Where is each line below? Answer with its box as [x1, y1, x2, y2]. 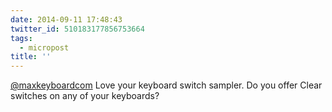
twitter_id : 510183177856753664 [10, 24, 145, 34]
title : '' [10, 52, 52, 62]
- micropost [19, 42, 70, 53]
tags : [10, 33, 33, 43]
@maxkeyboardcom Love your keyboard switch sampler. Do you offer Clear [10, 79, 323, 91]
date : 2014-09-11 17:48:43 [10, 14, 123, 25]
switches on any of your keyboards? [10, 90, 160, 102]
